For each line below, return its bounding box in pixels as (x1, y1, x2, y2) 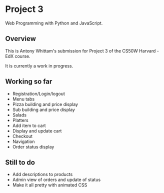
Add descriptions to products (12, 171, 73, 177)
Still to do (5, 158, 35, 166)
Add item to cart (12, 122, 46, 128)
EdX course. (5, 53, 31, 59)
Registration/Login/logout (12, 90, 65, 96)
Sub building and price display (12, 106, 75, 112)
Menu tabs (12, 96, 35, 102)
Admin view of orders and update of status (12, 176, 101, 183)
